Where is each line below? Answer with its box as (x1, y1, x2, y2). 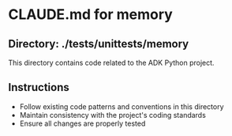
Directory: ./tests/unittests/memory (8, 37, 189, 51)
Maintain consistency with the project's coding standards (19, 110, 207, 119)
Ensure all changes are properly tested (19, 119, 146, 128)
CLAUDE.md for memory (8, 6, 174, 24)
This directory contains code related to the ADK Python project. (8, 58, 215, 67)
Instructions (8, 81, 69, 94)
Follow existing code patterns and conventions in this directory (19, 101, 224, 111)
